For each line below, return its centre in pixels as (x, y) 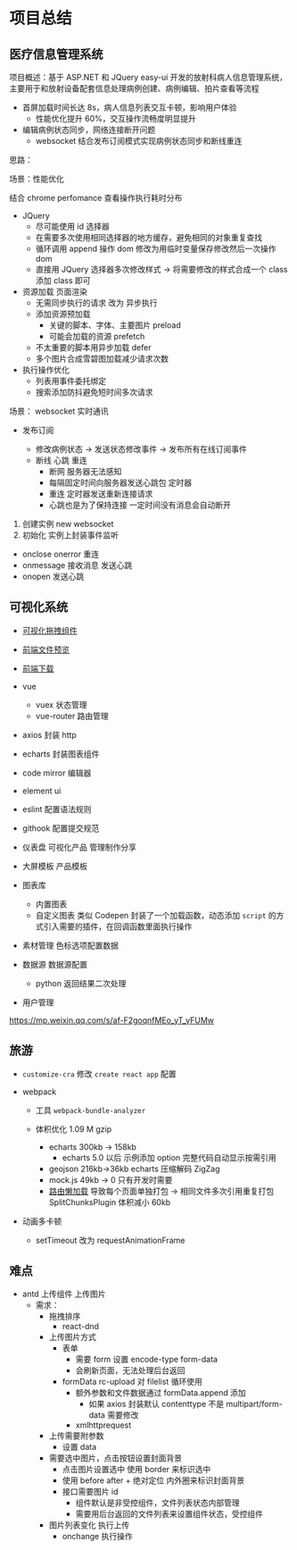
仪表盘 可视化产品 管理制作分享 (79, 847)
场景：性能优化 (37, 179)
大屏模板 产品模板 (54, 866)
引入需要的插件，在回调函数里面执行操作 (118, 926)
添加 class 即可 (63, 281)
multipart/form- (254, 1404)
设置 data (79, 1447)
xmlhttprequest (103, 1425)
